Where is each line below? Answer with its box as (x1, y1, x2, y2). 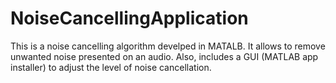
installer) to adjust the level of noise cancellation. (10, 61, 212, 73)
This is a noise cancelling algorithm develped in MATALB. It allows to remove (10, 40, 326, 52)
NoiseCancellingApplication (10, 7, 249, 30)
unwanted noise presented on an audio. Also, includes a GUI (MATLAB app (10, 50, 319, 62)
